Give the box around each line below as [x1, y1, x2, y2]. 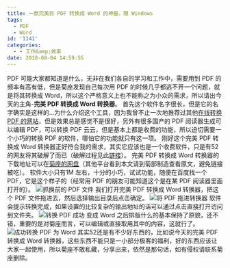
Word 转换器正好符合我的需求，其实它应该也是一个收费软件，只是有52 [20, 142, 219, 150]
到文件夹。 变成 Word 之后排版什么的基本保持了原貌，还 [7, 211, 214, 219]
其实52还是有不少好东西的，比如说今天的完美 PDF [77, 228, 218, 236]
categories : [7, 42, 41, 49]
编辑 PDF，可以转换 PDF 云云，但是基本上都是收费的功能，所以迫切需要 [12, 125, 216, 133]
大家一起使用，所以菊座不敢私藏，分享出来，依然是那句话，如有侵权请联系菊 [7, 245, 223, 253]
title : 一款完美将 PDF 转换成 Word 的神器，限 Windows [7, 10, 153, 17]
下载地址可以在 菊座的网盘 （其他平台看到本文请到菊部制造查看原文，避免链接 [7, 159, 223, 167]
